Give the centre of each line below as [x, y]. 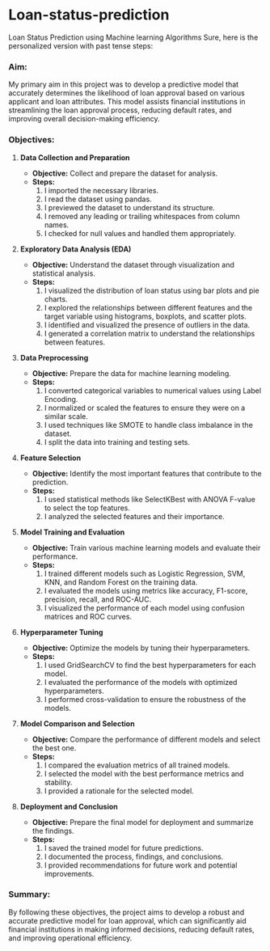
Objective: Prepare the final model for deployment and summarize [143, 822]
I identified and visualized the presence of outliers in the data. [147, 324]
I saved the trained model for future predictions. [124, 847]
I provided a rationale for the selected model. [119, 791]
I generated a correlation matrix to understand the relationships [150, 333]
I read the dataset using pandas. [98, 199]
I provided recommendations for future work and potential [141, 865]
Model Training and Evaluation [72, 532]
